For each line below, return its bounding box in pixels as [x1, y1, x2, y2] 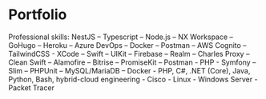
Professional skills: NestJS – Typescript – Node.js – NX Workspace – [8, 32, 234, 42]
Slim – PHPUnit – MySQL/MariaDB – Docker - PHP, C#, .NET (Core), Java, [8, 65, 251, 75]
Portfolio [8, 6, 67, 24]
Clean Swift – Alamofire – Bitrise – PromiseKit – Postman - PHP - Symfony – [8, 57, 256, 67]
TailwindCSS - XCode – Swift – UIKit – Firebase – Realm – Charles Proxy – [8, 49, 250, 58]
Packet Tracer [8, 82, 54, 93]
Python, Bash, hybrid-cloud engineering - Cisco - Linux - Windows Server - [8, 74, 258, 84]
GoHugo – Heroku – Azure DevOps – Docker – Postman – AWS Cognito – [8, 40, 247, 49]
